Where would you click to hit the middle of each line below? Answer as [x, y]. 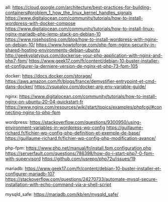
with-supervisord [23, 159]
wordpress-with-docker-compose [40, 23]
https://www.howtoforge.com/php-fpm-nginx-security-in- [96, 45]
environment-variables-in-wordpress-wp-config [55, 127]
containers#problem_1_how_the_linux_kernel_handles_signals [69, 13]
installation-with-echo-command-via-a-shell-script [58, 184]
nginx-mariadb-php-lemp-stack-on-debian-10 [53, 34]
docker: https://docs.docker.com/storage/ [49, 76]
